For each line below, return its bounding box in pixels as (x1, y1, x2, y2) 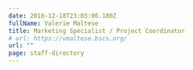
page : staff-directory (8, 49, 84, 57)
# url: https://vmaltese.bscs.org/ (8, 34, 128, 43)
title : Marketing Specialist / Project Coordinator (8, 27, 185, 35)
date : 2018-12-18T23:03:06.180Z (8, 11, 117, 20)
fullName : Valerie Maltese (8, 19, 99, 27)
